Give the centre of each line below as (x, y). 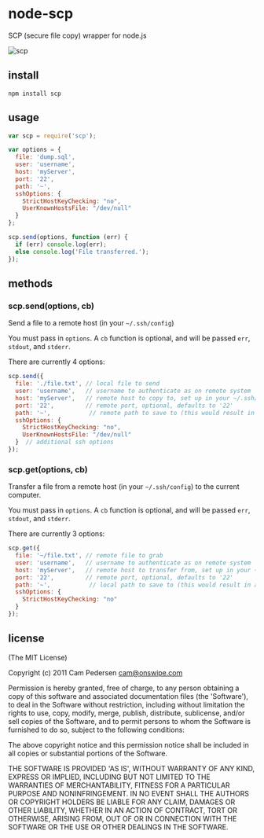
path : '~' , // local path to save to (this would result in (133, 585)
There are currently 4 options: (57, 362)
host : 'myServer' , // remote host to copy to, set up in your (123, 398)
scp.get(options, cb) (48, 469)
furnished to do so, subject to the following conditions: (96, 730)
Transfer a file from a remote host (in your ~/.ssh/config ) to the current (124, 487)
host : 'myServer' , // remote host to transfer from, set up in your (133, 570)
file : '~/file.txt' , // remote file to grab (89, 556)
